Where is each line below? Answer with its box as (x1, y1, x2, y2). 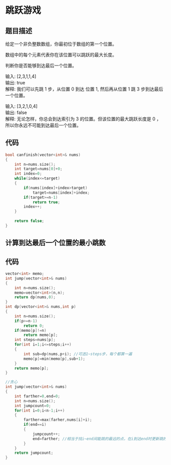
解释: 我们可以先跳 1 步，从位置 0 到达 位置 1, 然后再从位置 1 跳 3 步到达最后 (5, 86, 163, 92)
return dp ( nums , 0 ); (14, 295, 56, 300)
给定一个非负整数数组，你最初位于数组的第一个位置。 (5, 41, 117, 47)
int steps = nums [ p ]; (14, 337, 56, 343)
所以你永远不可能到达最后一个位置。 (5, 122, 81, 128)
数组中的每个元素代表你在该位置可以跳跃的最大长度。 (5, 52, 117, 57)
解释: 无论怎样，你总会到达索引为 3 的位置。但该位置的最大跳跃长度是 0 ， (5, 116, 161, 122)
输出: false (5, 110, 27, 115)
